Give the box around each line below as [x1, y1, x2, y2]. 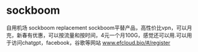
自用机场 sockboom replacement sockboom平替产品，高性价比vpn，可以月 [6, 24, 193, 31]
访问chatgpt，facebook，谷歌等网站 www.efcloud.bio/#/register [11, 39, 171, 46]
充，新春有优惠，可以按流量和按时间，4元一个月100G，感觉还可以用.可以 [6, 31, 187, 39]
